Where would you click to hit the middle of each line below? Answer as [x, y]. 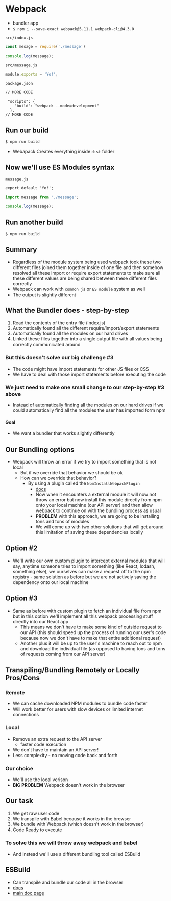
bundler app [26, 23]
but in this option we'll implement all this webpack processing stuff [83, 616]
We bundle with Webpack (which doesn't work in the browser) [78, 824]
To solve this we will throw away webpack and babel [71, 843]
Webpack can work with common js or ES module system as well [79, 289]
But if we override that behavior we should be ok [71, 472]
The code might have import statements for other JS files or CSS [81, 369]
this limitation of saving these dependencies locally [89, 532]
